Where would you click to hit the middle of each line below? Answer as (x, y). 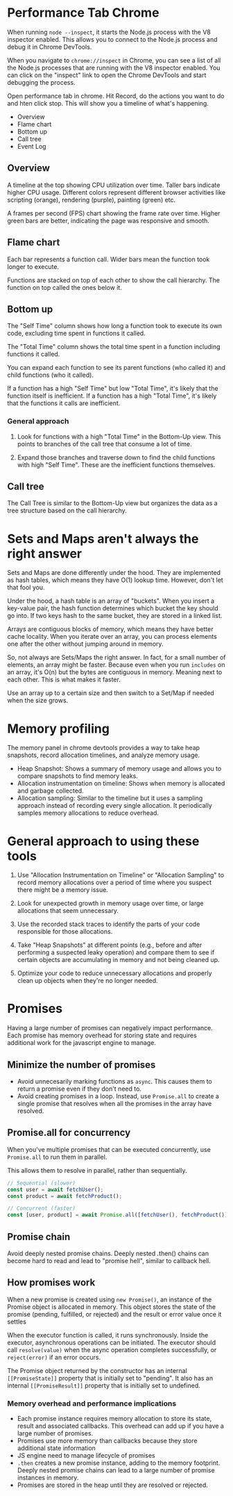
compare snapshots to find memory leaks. (78, 776)
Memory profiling (58, 729)
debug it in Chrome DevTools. (50, 47)
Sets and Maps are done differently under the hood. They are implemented (114, 573)
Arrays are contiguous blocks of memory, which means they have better (110, 629)
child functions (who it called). (50, 375)
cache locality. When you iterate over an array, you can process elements (112, 637)
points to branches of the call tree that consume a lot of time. (104, 444)
